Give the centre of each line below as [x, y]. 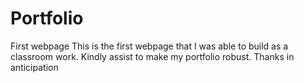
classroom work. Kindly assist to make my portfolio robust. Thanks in [152, 56]
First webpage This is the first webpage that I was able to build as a [149, 46]
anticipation [34, 67]
